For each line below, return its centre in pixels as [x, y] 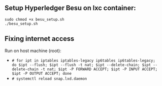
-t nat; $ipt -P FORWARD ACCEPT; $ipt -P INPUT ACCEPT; [99, 69]
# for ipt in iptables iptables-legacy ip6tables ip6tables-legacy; [83, 60]
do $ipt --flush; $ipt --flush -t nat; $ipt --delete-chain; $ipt [81, 65]
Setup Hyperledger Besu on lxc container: [70, 8]
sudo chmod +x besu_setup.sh [34, 19]
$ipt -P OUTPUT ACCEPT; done [42, 73]
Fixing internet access [39, 39]
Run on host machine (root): [33, 51]
